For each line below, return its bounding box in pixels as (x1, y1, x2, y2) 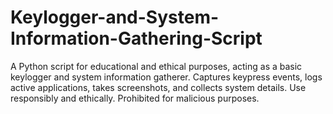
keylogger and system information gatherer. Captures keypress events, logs (10, 71, 323, 83)
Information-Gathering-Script (10, 27, 263, 50)
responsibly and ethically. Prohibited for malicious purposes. (10, 92, 260, 104)
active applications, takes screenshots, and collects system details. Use (10, 81, 307, 93)
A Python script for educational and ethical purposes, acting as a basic (10, 60, 303, 72)
